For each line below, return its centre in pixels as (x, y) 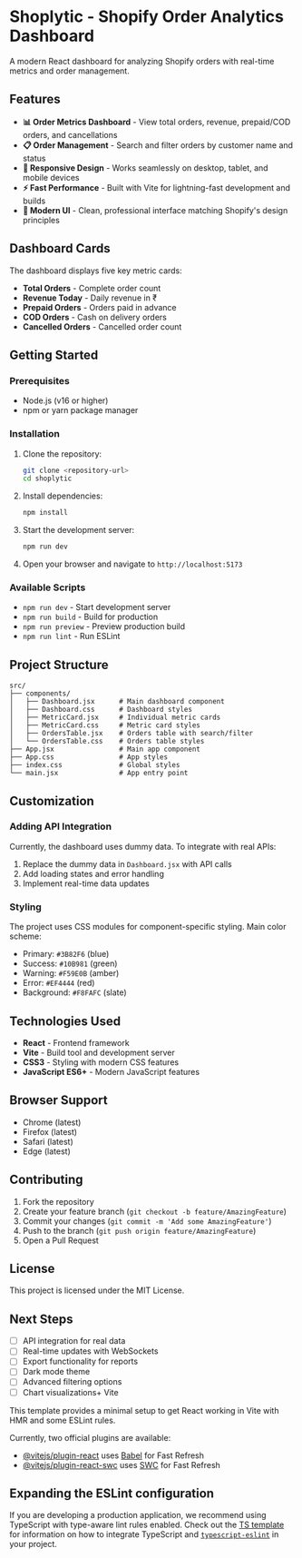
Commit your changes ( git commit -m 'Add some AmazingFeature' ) (147, 1221)
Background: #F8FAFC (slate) (74, 992)
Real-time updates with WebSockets (90, 1351)
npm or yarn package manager (80, 410)
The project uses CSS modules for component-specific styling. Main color (148, 927)
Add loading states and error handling (93, 873)
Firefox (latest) (50, 1131)
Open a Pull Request (61, 1240)
